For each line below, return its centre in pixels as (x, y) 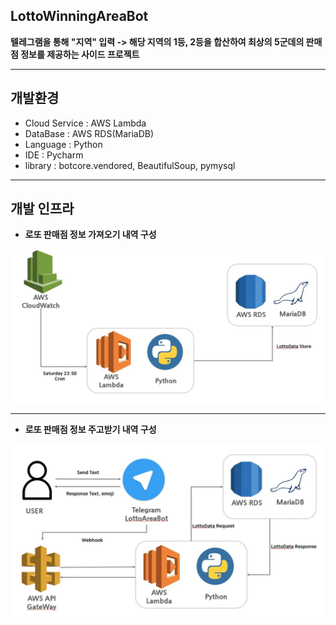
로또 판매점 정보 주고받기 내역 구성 (90, 429)
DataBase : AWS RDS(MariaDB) (89, 133)
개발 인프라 (42, 209)
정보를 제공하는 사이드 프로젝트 (80, 54)
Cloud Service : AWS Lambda (85, 123)
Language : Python (63, 144)
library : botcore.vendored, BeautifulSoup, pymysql (130, 165)
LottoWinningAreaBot (79, 16)
